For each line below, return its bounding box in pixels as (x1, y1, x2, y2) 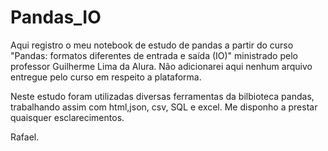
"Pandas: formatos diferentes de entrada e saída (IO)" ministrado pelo (10, 49, 298, 61)
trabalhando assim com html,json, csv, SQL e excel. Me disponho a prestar (10, 101, 318, 113)
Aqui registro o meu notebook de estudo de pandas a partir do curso (10, 39, 294, 51)
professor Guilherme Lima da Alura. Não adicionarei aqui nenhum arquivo (10, 60, 313, 72)
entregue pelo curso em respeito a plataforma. (10, 71, 202, 83)
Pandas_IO (10, 6, 102, 29)
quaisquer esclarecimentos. (10, 111, 125, 123)
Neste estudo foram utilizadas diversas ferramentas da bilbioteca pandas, (10, 90, 315, 102)
